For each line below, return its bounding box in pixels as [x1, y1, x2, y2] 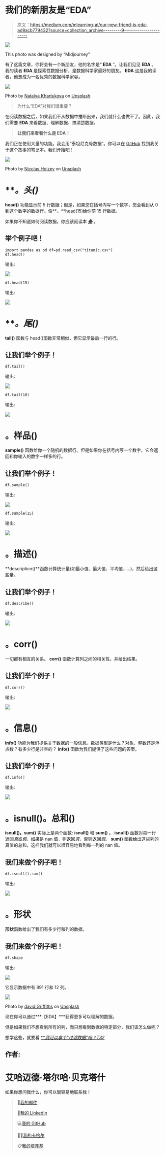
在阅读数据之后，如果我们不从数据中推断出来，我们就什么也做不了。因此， [5, 113, 156, 119]
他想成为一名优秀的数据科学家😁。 [13, 73, 83, 79]
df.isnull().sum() [5, 871, 43, 877]
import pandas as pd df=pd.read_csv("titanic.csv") [5, 247, 113, 253]
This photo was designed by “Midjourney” [5, 51, 90, 57]
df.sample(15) [5, 511, 34, 516]
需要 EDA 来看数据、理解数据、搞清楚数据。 [9, 119, 98, 126]
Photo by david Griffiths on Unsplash [5, 1003, 80, 1009]
